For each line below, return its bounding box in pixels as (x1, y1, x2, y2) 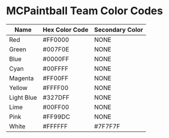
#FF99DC (42, 113, 70, 121)
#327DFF (42, 93, 70, 101)
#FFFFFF (42, 122, 68, 130)
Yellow (9, 84, 28, 92)
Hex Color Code (42, 25, 89, 34)
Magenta (9, 74, 34, 82)
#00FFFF (42, 64, 69, 72)
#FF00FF (42, 74, 69, 82)
